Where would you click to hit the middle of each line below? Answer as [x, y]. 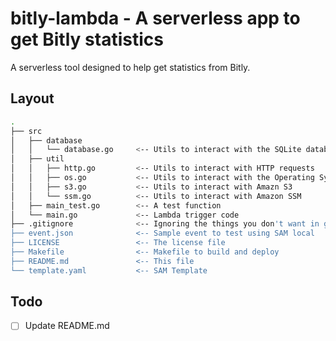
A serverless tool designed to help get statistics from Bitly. [130, 67]
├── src [26, 131]
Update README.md [67, 326]
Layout [32, 98]
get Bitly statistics [87, 39]
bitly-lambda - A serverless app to [155, 18]
